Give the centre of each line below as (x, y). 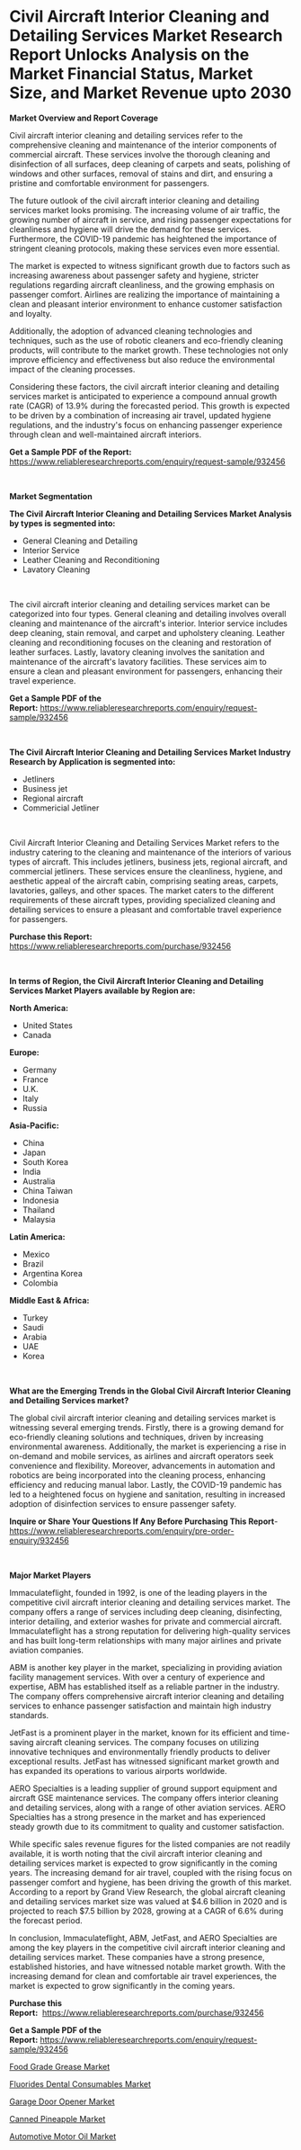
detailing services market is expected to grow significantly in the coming (143, 1863)
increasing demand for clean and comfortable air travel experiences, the (143, 1975)
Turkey (35, 1317)
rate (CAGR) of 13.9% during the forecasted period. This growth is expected (150, 406)
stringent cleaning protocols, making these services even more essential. (145, 248)
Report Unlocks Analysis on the (129, 55)
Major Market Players (50, 1575)
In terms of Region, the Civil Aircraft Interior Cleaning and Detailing (137, 981)
